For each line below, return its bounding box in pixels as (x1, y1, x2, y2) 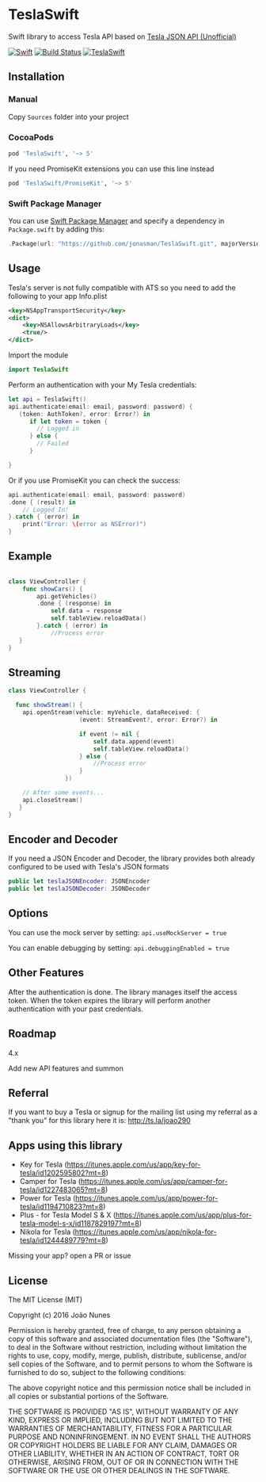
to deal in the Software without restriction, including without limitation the (8, 1342, 247, 1352)
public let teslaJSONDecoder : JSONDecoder (8, 885, 150, 893)
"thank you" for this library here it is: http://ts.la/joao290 (8, 1116, 192, 1125)
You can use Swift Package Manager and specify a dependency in (8, 216, 225, 225)
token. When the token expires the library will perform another (8, 995, 211, 1005)
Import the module (8, 350, 69, 360)
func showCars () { (22, 585, 83, 593)
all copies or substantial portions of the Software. (8, 1391, 169, 1400)
